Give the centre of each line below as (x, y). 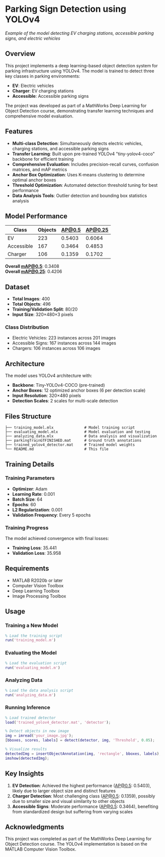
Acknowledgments (35, 827)
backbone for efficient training (43, 159)
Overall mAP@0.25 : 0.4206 (34, 272)
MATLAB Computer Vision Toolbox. (41, 849)
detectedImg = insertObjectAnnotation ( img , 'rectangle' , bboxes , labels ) (82, 754)
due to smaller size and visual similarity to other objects (69, 801)
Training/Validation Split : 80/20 (45, 309)
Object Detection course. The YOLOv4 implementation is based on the (76, 844)
